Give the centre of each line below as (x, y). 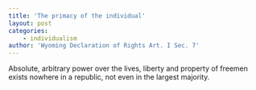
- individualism (50, 38)
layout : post (30, 23)
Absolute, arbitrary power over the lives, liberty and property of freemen (128, 68)
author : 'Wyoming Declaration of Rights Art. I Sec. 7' (104, 46)
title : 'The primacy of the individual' (77, 16)
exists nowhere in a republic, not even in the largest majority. (109, 77)
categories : (28, 31)
